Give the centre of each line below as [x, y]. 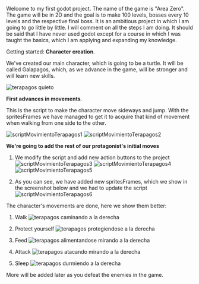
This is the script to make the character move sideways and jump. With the [97, 110]
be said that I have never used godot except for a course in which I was [94, 34]
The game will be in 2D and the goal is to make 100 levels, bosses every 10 [97, 15]
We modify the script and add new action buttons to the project [92, 157]
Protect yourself [34, 229]
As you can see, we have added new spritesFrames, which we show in [101, 182]
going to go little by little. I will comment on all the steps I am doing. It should [99, 27]
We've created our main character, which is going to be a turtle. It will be [95, 63]
